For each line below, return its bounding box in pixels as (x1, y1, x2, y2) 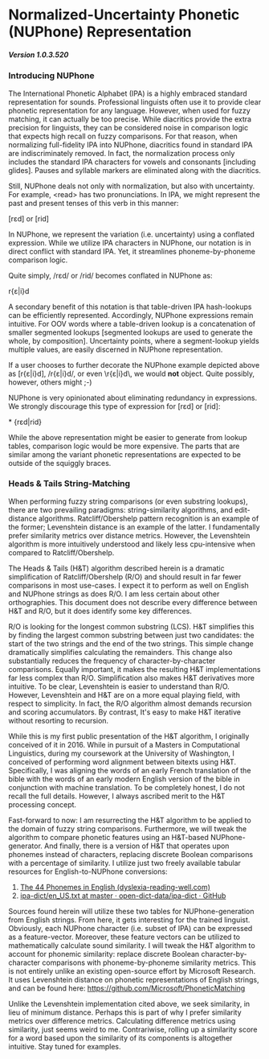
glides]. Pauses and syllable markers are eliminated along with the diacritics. (8, 165, 261, 175)
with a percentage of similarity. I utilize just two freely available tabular (8, 858, 241, 867)
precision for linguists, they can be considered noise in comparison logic (8, 122, 249, 132)
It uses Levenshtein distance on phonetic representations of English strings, (8, 975, 259, 984)
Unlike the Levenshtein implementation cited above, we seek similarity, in (8, 999, 251, 1008)
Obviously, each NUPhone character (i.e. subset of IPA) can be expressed (8, 923, 253, 933)
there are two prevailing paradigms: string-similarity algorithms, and (8, 505, 233, 514)
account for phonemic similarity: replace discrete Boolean (8, 949, 200, 958)
